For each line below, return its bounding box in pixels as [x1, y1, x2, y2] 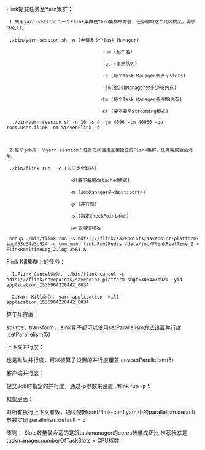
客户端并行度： [6, 370, 44, 376]
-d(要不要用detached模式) [69, 177, 130, 183]
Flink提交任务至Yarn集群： [6, 6, 74, 12]
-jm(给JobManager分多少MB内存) [102, 85, 177, 91]
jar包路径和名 [69, 225, 101, 231]
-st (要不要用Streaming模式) [99, 109, 169, 115]
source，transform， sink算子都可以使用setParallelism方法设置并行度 [6, 324, 182, 331]
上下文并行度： [6, 343, 44, 351]
